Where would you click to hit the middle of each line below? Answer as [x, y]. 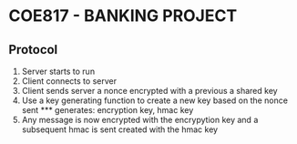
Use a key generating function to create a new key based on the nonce [155, 100]
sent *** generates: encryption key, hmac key [108, 110]
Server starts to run [58, 71]
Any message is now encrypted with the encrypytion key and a [140, 120]
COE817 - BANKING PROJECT [123, 16]
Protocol [33, 50]
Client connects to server [69, 81]
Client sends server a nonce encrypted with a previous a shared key [150, 91]
